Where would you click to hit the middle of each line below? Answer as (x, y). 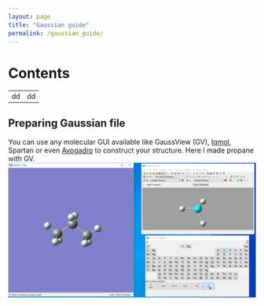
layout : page (29, 17)
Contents (39, 73)
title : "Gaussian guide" (49, 25)
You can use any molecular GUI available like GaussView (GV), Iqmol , (120, 142)
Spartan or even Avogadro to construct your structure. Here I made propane (131, 150)
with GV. (22, 159)
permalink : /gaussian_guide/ (56, 33)
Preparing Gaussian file (67, 123)
